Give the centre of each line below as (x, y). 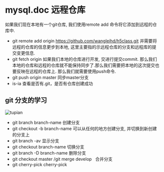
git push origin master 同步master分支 (50, 77)
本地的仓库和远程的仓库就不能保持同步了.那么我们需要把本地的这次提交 (83, 65)
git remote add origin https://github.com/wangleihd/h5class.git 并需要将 (85, 41)
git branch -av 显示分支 (36, 141)
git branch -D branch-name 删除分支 (49, 153)
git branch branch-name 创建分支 (46, 122)
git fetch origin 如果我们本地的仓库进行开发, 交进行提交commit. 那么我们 (85, 59)
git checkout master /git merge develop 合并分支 (62, 159)
